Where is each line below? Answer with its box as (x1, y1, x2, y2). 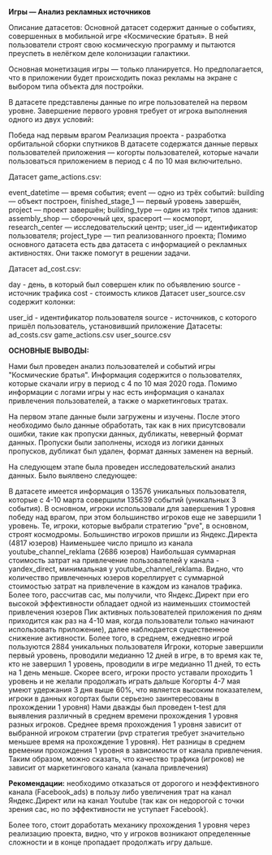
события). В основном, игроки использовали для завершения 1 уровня (8, 504, 256, 513)
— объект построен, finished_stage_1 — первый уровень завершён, (8, 197, 242, 206)
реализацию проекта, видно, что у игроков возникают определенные (8, 829, 251, 838)
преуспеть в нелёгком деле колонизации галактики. (8, 49, 191, 58)
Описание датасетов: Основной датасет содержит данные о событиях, (8, 23, 257, 32)
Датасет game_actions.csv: (8, 172, 101, 181)
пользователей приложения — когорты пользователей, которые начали (8, 148, 259, 157)
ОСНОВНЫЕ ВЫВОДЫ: (8, 345, 89, 355)
